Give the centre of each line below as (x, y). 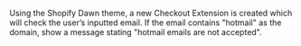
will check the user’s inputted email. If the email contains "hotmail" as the (146, 23)
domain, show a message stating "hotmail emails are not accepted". (136, 32)
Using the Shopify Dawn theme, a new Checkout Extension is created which (151, 13)
